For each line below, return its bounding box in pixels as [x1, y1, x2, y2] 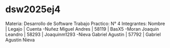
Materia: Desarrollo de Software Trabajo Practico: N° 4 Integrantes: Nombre [5, 20, 165, 27]
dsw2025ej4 [5, 4, 60, 15]
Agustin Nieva [5, 37, 35, 43]
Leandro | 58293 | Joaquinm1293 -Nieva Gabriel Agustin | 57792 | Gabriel [5, 31, 161, 37]
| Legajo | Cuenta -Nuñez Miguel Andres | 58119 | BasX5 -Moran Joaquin [5, 26, 159, 32]
